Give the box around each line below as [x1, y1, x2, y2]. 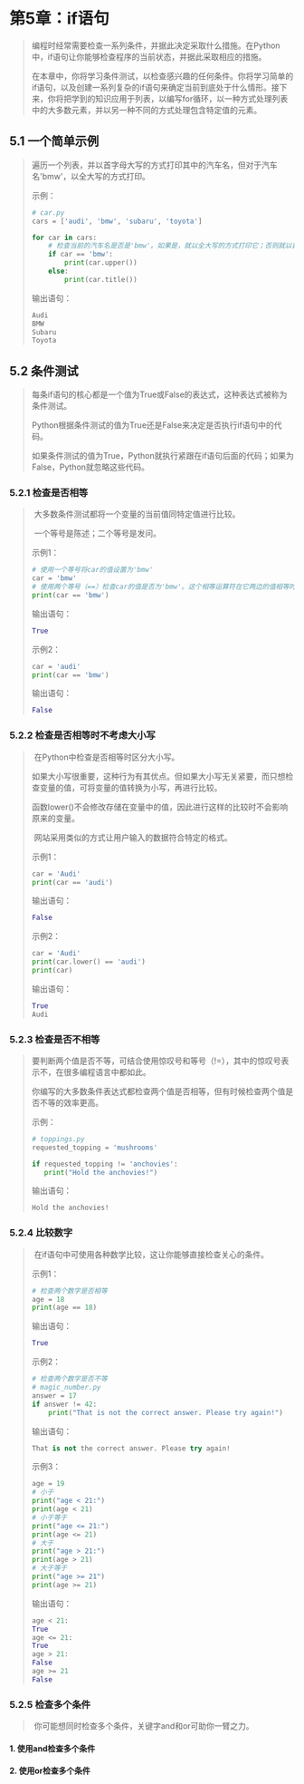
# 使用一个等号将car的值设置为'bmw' [31, 566, 154, 575]
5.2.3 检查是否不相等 [9, 1033, 100, 1045]
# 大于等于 [31, 1564, 68, 1573]
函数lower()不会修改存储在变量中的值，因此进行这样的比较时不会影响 [31, 801, 289, 812]
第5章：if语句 [9, 8, 110, 29]
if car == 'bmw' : [48, 250, 114, 259]
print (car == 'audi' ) [31, 877, 114, 887]
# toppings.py [31, 1134, 85, 1143]
